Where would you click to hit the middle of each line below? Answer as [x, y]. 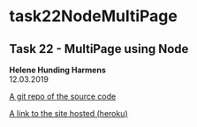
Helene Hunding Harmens [57, 70]
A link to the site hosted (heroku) [68, 113]
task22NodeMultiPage [94, 16]
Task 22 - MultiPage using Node [99, 49]
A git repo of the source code [63, 96]
